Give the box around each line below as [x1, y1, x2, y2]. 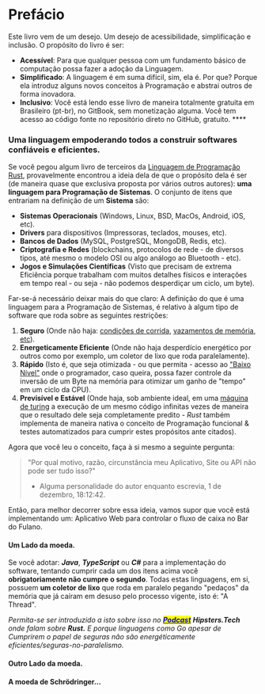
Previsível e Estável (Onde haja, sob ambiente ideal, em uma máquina [19, 394, 249, 403]
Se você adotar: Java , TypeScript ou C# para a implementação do [8, 558, 227, 567]
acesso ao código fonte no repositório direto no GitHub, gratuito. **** [19, 114, 247, 124]
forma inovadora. [19, 89, 77, 98]
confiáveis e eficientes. [8, 144, 100, 155]
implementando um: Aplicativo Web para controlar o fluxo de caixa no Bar [8, 513, 249, 524]
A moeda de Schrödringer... [8, 677, 101, 686]
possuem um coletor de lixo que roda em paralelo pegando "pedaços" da [8, 583, 249, 593]
